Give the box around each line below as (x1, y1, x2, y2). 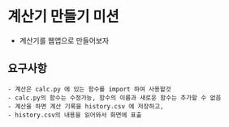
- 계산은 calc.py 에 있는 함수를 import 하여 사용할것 (7, 85, 171, 93)
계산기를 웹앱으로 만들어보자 (19, 36, 110, 45)
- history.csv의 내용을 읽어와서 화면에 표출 (7, 111, 142, 119)
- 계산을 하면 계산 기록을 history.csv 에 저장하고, (7, 102, 164, 110)
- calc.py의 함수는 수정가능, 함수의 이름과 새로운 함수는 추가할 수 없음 (7, 94, 222, 102)
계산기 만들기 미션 (7, 7, 119, 26)
